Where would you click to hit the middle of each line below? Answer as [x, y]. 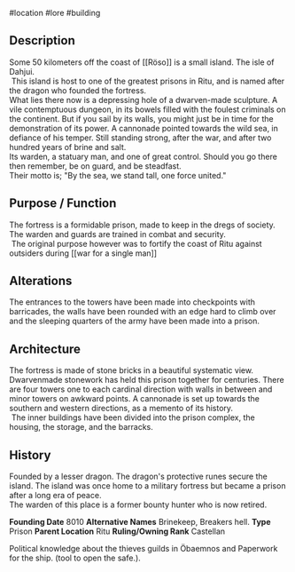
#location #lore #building [55, 13]
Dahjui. [22, 71]
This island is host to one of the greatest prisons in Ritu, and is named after [148, 81]
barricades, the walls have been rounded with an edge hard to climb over [143, 312]
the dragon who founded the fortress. [78, 90]
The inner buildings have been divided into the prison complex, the [133, 417]
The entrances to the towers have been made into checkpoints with [132, 302]
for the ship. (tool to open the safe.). [75, 558]
